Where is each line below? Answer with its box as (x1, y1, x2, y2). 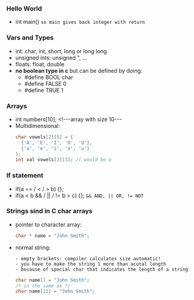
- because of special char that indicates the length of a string (15, 266, 188, 272)
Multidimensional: (15, 122, 60, 129)
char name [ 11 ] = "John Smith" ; (15, 288, 95, 294)
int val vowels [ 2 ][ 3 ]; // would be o (15, 157, 112, 163)
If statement (6, 171, 44, 180)
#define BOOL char (24, 73, 73, 81)
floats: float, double (15, 60, 65, 68)
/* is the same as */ (15, 283, 70, 289)
